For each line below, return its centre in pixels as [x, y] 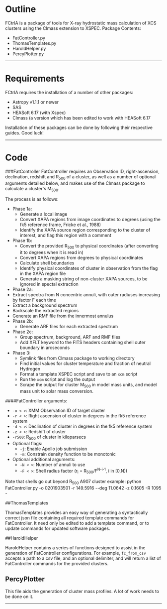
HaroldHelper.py [29, 48]
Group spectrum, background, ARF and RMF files [70, 337]
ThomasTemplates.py [34, 43]
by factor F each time [34, 300]
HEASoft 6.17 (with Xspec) [39, 113]
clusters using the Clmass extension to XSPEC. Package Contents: [73, 28]
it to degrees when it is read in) [51, 252]
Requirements [35, 79]
